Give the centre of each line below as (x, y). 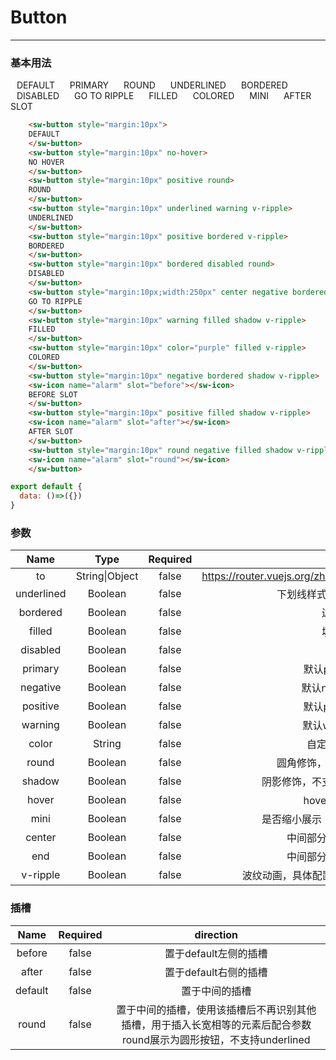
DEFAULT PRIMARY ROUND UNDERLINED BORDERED (152, 85)
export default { (46, 487)
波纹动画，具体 (277, 876)
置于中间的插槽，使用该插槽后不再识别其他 (216, 1009)
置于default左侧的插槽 (216, 953)
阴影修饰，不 (291, 782)
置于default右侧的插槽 (216, 972)
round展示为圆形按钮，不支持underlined (216, 1039)
